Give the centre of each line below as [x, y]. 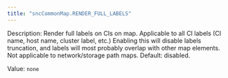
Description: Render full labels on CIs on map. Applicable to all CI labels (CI [114, 33]
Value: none [23, 68]
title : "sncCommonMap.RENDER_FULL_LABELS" [69, 13]
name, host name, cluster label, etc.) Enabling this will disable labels [104, 40]
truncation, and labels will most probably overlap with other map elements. [114, 48]
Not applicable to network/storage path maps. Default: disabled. [99, 55]
